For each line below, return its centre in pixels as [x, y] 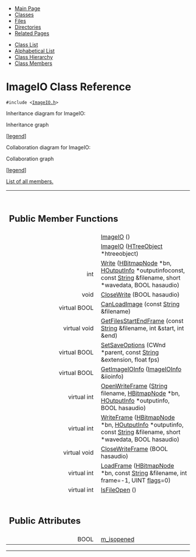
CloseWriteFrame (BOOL [134, 449]
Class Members [33, 63]
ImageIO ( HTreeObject [132, 246]
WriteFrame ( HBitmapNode [138, 418]
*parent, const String [130, 352]
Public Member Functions [64, 219]
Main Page [27, 8]
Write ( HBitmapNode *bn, [136, 263]
